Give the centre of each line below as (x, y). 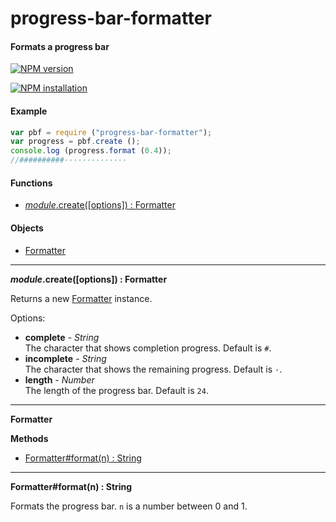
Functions (31, 183)
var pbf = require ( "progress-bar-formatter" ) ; (111, 132)
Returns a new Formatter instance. (81, 298)
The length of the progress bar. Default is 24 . (116, 390)
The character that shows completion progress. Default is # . (148, 348)
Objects (27, 228)
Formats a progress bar (60, 46)
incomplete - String (65, 358)
